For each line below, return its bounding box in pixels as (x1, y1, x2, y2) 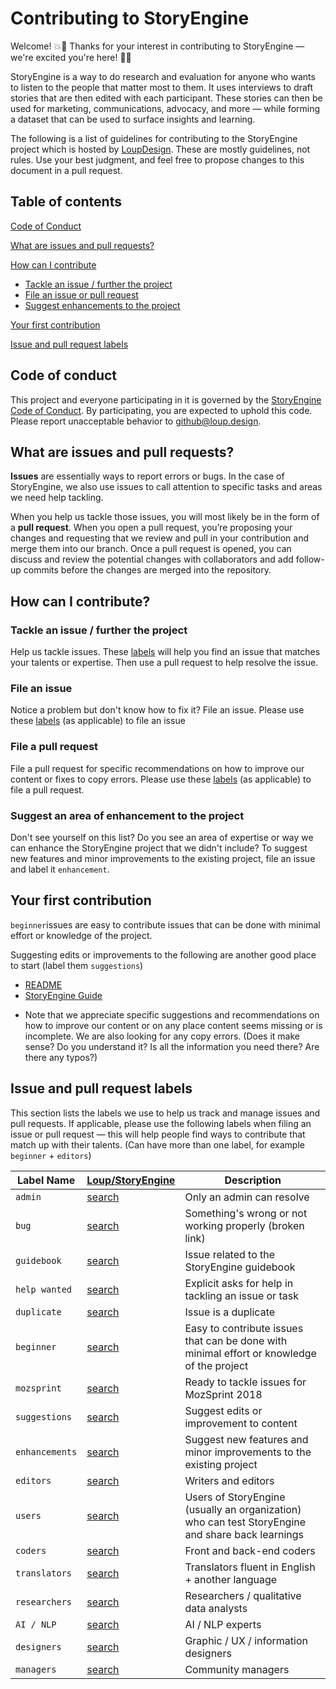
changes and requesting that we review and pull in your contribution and (10, 532, 309, 544)
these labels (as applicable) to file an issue (10, 715, 186, 727)
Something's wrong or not (184, 1206, 308, 1220)
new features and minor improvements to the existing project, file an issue (10, 852, 316, 864)
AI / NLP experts (184, 1617, 262, 1631)
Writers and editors (184, 1473, 275, 1487)
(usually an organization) (184, 1502, 302, 1516)
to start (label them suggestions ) (10, 959, 144, 971)
